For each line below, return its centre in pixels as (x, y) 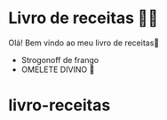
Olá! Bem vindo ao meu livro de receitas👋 (84, 43)
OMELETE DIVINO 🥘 (58, 69)
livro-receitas (60, 105)
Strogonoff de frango (60, 60)
